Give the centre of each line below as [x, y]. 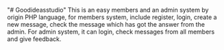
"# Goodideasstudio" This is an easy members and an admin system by [108, 10]
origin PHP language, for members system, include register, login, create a [112, 17]
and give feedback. [34, 39]
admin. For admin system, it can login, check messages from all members [111, 32]
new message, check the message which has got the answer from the [106, 24]
